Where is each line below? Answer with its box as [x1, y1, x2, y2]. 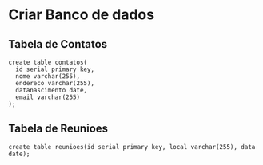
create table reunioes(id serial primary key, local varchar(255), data [8, 143, 256, 151]
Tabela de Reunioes [8, 122, 109, 136]
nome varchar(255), [15, 73, 81, 81]
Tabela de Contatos [8, 37, 108, 51]
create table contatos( [8, 58, 88, 66]
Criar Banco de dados [8, 6, 154, 24]
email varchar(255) [15, 93, 81, 101]
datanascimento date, [15, 86, 88, 94]
